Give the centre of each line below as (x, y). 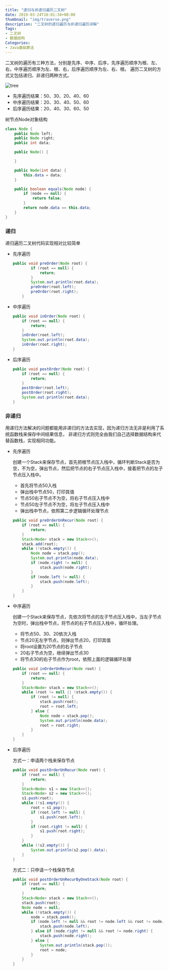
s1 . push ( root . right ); (62, 831)
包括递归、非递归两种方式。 (43, 75)
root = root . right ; (60, 725)
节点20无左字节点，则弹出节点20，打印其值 (65, 640)
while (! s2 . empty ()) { (46, 845)
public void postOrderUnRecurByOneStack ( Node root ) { (70, 879)
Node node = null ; (41, 907)
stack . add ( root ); (40, 544)
